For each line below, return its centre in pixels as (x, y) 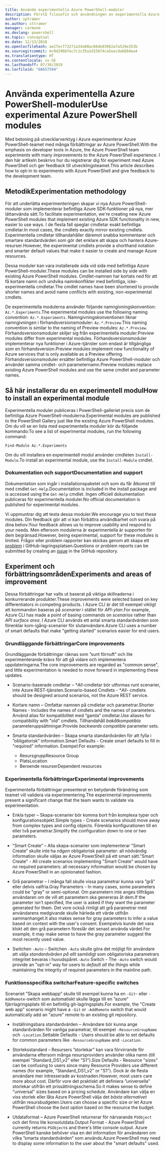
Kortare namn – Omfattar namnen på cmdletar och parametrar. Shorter (83, 705)
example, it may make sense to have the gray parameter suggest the (82, 934)
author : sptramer (23, 19)
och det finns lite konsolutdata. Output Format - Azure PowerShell (78, 1122)
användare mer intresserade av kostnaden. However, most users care (82, 1076)
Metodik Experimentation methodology (66, 192)
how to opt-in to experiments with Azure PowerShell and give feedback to (80, 171)
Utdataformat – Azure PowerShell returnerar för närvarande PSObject (82, 1117)
